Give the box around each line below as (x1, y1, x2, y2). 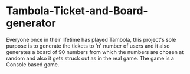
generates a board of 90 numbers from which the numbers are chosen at (6, 48, 184, 55)
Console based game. (6, 60, 60, 68)
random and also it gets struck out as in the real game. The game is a (6, 55, 174, 62)
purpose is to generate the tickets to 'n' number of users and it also (6, 42, 170, 49)
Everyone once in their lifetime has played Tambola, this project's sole (6, 36, 176, 43)
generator (6, 16, 56, 30)
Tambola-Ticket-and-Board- (6, 4, 149, 18)
